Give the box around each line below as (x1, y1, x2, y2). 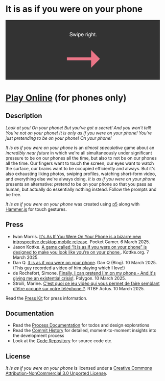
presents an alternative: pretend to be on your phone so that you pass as (5, 181, 152, 187)
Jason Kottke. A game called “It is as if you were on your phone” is (12, 244, 147, 250)
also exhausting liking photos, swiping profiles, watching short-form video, (5, 171, 156, 177)
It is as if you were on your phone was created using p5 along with (5, 201, 140, 207)
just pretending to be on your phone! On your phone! (5, 135, 112, 141)
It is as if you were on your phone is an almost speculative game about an (5, 145, 155, 151)
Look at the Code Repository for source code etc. (12, 338, 113, 344)
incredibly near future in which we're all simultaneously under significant (5, 150, 152, 155)
